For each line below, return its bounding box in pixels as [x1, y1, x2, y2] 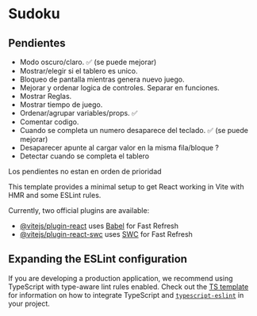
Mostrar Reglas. [19, 92, 72, 101]
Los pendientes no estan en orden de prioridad [8, 167, 162, 176]
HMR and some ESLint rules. [8, 191, 102, 200]
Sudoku [8, 5, 61, 23]
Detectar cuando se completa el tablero [19, 151, 149, 161]
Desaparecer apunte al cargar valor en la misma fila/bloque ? [19, 143, 220, 152]
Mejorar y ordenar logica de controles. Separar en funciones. [19, 83, 220, 92]
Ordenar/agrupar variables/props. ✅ [19, 109, 138, 117]
